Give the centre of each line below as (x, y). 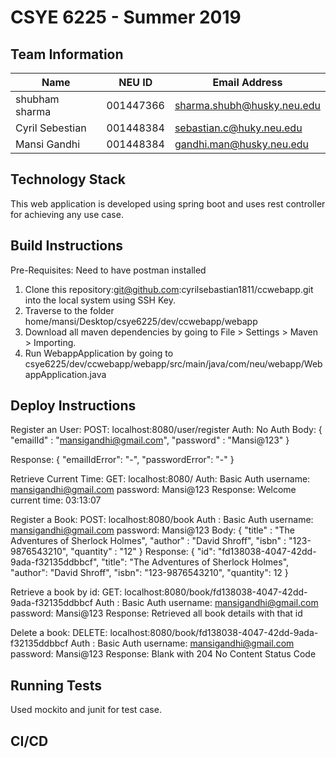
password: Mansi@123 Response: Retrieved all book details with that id (156, 613)
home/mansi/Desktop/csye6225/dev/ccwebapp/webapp (141, 321)
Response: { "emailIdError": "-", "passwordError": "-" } (122, 460)
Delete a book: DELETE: (59, 633)
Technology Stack (68, 179)
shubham (37, 99)
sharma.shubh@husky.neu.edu (247, 105)
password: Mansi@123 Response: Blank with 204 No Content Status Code (163, 654)
